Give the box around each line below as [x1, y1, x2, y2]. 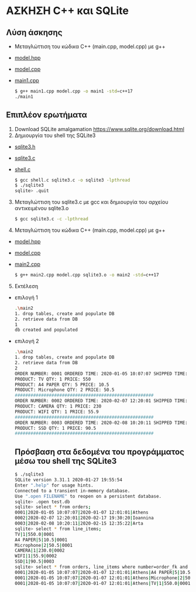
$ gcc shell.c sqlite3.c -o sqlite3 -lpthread [14, 177, 130, 183]
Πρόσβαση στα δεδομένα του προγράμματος [14, 447, 184, 457]
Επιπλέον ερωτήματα [6, 110, 88, 120]
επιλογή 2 [14, 338, 39, 345]
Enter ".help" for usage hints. [14, 482, 94, 488]
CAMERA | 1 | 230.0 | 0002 [14, 547, 65, 554]
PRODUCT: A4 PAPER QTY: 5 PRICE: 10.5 [14, 382, 109, 388]
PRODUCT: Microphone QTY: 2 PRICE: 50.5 [14, 387, 115, 393]
